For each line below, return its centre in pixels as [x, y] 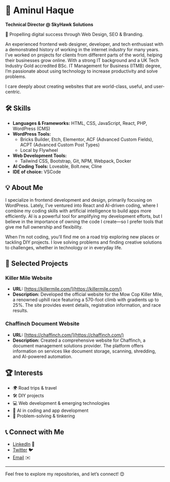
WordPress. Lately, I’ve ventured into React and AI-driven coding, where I [82, 205]
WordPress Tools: [32, 134]
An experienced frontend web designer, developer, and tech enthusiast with [84, 44]
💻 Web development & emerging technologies [61, 403]
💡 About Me [24, 188]
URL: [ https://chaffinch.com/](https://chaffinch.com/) [68, 335]
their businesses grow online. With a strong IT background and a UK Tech [82, 60]
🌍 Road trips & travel [35, 388]
